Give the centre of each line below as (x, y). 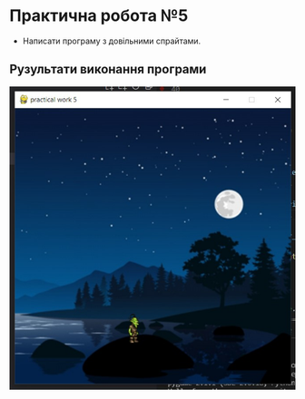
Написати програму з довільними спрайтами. (112, 41)
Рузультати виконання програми (108, 69)
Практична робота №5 (99, 16)
